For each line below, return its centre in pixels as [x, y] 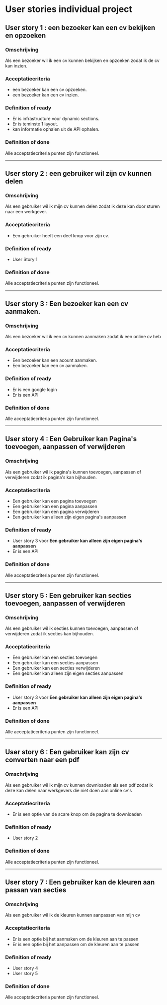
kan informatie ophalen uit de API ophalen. [56, 129]
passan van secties [36, 890]
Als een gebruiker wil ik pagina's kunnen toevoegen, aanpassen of [73, 472]
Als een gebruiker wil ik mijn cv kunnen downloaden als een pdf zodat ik [79, 785]
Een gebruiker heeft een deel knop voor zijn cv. [61, 235]
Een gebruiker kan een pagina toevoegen [54, 501]
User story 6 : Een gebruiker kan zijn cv [67, 752]
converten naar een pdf [42, 760]
